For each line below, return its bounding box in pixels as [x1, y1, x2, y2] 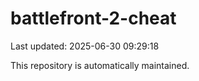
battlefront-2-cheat [10, 7, 177, 30]
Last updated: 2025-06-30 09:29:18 [10, 40, 160, 52]
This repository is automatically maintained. [10, 59, 190, 71]
